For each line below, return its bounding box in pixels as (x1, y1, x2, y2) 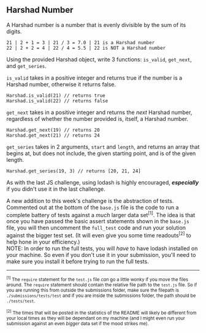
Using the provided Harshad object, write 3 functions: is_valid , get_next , (6, 55, 192, 63)
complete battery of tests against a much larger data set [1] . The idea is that (6, 210, 196, 218)
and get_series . (6, 62, 47, 69)
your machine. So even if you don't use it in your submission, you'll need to (6, 251, 196, 259)
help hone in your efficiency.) (6, 239, 80, 246)
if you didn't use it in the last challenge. (6, 185, 105, 193)
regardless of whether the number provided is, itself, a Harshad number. (6, 115, 189, 122)
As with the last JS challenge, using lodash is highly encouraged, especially (6, 178, 199, 186)
